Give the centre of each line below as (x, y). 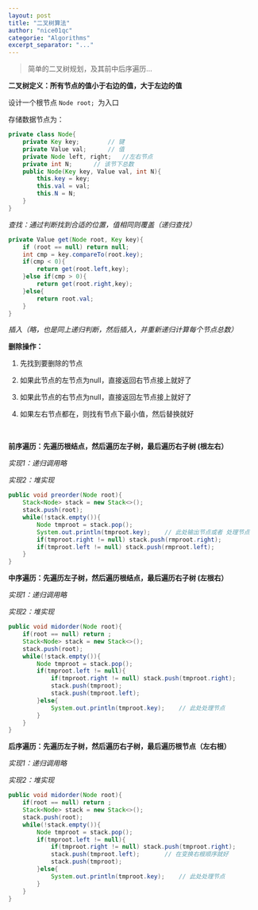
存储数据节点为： (36, 119)
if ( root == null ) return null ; (76, 247)
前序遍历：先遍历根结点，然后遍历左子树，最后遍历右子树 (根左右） (118, 447)
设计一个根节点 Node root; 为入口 (64, 103)
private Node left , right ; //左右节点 (88, 157)
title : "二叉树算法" (39, 23)
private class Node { (42, 135)
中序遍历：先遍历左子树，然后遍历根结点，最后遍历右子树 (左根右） (118, 578)
